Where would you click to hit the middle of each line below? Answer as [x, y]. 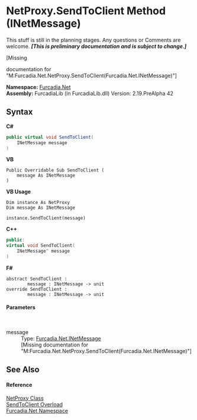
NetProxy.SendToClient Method [86, 11]
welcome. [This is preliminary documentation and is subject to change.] [96, 46]
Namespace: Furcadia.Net [38, 87]
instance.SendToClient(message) [46, 218]
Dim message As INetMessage [41, 208]
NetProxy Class [25, 398]
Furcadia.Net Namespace [37, 411]
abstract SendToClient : [37, 279]
